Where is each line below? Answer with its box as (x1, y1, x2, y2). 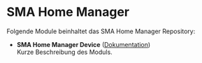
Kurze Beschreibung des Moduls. (16, 48, 113, 56)
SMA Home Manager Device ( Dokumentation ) (16, 40, 151, 48)
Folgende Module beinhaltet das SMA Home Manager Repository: (6, 27, 196, 35)
